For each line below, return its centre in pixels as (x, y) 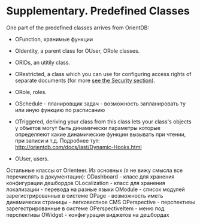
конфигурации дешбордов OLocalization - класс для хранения (86, 183)
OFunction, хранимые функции (54, 39)
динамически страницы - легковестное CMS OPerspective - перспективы (101, 202)
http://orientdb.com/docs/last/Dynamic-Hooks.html (78, 147)
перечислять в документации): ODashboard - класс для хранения (90, 176)
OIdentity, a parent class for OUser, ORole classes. (77, 51)
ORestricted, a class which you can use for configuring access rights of (103, 74)
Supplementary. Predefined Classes (98, 11)
